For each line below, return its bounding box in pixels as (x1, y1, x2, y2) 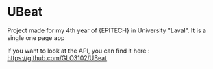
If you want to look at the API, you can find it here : (7, 47, 150, 55)
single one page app (7, 33, 65, 41)
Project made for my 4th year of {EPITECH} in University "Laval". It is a (7, 26, 207, 34)
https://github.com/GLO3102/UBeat (7, 53, 108, 62)
